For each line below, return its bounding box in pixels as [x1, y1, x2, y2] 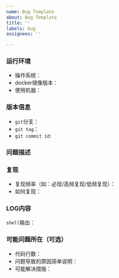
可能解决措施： [14, 265, 52, 272]
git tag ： [14, 125, 39, 132]
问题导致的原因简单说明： [14, 258, 78, 265]
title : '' [6, 20, 31, 26]
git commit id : [14, 132, 52, 139]
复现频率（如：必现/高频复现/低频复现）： [14, 180, 115, 187]
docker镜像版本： [14, 79, 58, 87]
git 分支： [14, 118, 39, 125]
